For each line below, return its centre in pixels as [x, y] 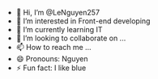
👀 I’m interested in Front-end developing [83, 21]
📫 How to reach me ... [53, 47]
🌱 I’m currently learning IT [59, 29]
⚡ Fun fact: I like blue [51, 68]
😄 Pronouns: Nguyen [52, 59]
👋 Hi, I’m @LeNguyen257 [58, 12]
